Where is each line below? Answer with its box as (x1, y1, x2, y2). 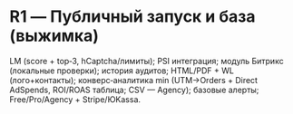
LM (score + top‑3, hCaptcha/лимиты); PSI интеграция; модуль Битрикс (9, 55, 284, 66)
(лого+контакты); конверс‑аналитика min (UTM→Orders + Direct (9, 74, 259, 85)
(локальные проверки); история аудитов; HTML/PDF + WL (9, 65, 234, 76)
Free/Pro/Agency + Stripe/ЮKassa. (9, 93, 142, 105)
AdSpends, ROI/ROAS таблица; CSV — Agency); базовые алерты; (9, 84, 259, 95)
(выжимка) (9, 25, 100, 46)
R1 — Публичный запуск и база (9, 6, 256, 27)
